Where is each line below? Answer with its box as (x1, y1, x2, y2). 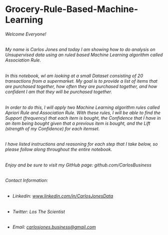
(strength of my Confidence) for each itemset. (5, 125, 100, 131)
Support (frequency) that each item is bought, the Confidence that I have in (5, 115, 161, 121)
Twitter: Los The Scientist (12, 208, 65, 214)
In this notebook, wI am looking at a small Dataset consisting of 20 (5, 73, 143, 79)
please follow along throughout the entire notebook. (5, 146, 112, 152)
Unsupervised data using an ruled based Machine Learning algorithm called (5, 52, 163, 58)
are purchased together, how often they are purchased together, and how (5, 84, 157, 89)
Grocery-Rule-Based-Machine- (5, 4, 138, 15)
